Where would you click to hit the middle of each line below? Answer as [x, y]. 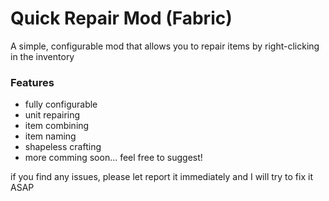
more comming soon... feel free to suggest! [113, 158]
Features [32, 82]
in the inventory [42, 56]
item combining [57, 126]
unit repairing [52, 115]
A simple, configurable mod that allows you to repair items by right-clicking [165, 46]
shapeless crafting [63, 147]
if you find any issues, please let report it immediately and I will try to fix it [161, 177]
